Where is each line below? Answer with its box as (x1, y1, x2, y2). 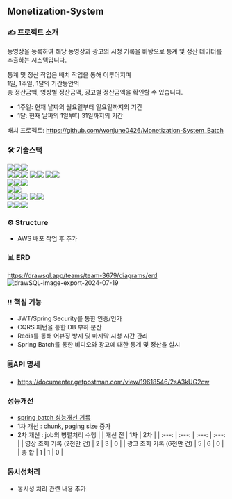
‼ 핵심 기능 (7, 297, 42, 306)
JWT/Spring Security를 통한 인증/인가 (17, 314, 123, 322)
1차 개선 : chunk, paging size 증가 (17, 422, 111, 430)
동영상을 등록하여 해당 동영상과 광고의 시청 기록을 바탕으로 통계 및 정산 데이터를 (7, 47, 222, 55)
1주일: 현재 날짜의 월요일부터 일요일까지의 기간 (17, 102, 142, 111)
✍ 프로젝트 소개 (7, 28, 59, 38)
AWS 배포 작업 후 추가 (17, 234, 78, 243)
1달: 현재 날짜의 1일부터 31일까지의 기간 (17, 111, 124, 120)
